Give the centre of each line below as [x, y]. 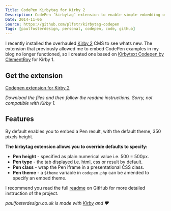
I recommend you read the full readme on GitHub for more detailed [75, 188]
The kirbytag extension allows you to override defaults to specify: [76, 146]
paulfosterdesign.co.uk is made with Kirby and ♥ [57, 203]
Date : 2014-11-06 [24, 19]
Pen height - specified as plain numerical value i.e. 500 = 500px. [81, 156]
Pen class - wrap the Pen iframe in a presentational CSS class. [78, 167]
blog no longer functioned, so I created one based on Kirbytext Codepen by [85, 54]
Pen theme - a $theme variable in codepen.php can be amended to [81, 172]
